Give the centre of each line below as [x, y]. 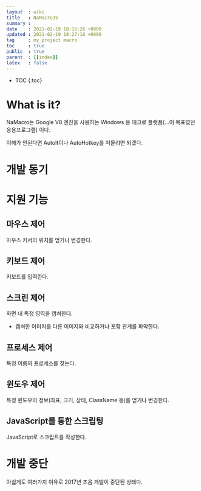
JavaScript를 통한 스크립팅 [55, 421]
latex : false [27, 63]
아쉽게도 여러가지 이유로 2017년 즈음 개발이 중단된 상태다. [74, 482]
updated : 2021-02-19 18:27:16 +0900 [54, 35]
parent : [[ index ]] [32, 57]
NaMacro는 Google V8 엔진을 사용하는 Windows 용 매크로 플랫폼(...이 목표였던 [101, 122]
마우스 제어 [26, 224]
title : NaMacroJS [32, 18]
